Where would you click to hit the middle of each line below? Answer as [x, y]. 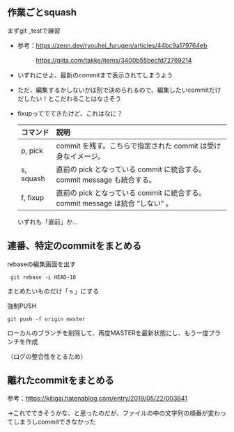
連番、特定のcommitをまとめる [74, 246]
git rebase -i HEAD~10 [43, 277]
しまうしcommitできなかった [54, 422]
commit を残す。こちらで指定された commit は [132, 146]
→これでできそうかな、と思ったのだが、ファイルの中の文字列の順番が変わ [114, 413]
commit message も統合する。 [106, 180]
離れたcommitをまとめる [61, 381]
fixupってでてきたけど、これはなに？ [70, 113]
